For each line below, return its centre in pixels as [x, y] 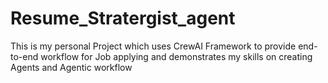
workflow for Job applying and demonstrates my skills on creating [176, 56]
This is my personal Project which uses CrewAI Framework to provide [153, 46]
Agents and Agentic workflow [71, 67]
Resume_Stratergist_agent [123, 18]
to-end [24, 56]
